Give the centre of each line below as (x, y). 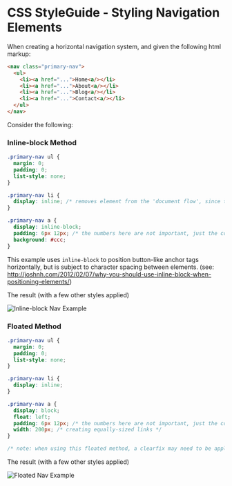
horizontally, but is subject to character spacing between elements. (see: (110, 267)
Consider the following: (40, 124)
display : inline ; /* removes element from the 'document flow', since (117, 202)
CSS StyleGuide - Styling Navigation (114, 13)
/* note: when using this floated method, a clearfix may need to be (109, 449)
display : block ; (37, 410)
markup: (19, 54)
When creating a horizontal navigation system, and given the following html (114, 46)
